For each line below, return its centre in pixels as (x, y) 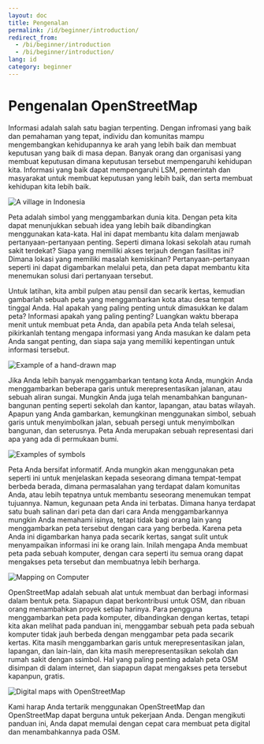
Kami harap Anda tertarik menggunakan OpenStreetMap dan (106, 706)
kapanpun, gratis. (37, 676)
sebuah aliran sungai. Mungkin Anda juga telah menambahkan (109, 397)
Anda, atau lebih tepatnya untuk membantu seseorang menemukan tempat (130, 495)
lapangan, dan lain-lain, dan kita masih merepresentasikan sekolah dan (123, 651)
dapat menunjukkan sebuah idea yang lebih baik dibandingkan (110, 225)
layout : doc (28, 15)
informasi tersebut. (39, 350)
